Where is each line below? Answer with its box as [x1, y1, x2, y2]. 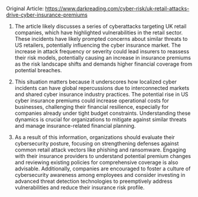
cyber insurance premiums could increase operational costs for [14, 97, 170, 104]
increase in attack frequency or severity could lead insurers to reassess [14, 48, 190, 55]
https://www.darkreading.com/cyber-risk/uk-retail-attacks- [45, 5, 190, 12]
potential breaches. [14, 67, 62, 73]
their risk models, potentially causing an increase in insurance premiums [14, 54, 191, 61]
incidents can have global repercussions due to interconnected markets [14, 85, 190, 91]
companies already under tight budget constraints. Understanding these [14, 109, 191, 117]
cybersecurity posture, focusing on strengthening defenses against [14, 140, 179, 147]
